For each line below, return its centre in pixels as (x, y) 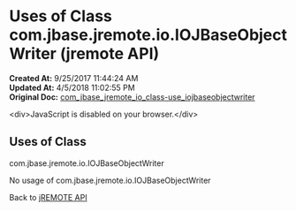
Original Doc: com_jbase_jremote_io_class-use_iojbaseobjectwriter (132, 97)
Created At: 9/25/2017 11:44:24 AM (74, 78)
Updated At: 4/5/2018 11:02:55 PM (72, 87)
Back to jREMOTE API (48, 197)
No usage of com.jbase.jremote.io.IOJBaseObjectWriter (110, 180)
